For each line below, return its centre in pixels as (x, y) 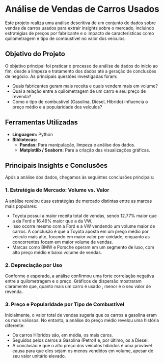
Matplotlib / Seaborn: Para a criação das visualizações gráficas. (85, 150)
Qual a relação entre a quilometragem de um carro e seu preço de (79, 91)
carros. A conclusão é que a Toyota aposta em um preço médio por (80, 231)
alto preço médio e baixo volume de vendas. (57, 252)
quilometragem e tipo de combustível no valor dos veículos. (66, 38)
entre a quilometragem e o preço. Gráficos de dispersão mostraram (73, 281)
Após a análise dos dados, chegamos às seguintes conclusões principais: (80, 177)
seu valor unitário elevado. (39, 356)
